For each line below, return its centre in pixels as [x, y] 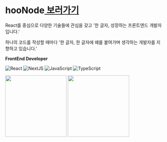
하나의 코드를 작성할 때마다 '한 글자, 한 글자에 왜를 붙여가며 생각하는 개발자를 [80, 42]
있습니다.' [28, 48]
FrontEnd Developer [27, 58]
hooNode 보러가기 [42, 10]
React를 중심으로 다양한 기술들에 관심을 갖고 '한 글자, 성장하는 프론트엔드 [77, 25]
